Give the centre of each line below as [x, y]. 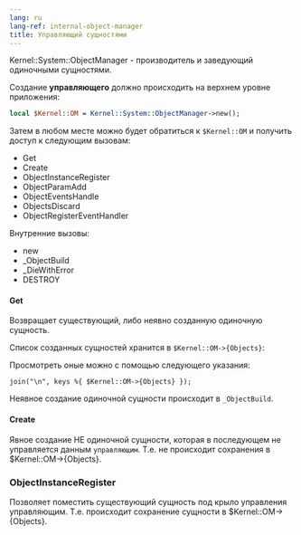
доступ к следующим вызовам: [70, 140]
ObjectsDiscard [51, 206]
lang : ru [26, 18]
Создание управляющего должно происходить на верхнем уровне [140, 88]
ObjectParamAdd [55, 187]
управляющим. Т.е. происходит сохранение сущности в [118, 511]
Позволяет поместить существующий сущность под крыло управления [148, 502]
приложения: [35, 97]
